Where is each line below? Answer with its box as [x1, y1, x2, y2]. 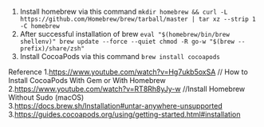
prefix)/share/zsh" [19, 45, 85, 53]
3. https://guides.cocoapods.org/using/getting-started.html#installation [8, 109, 241, 119]
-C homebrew [19, 22, 60, 30]
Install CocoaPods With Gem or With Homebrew [8, 76, 166, 85]
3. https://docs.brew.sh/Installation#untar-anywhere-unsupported [8, 101, 223, 110]
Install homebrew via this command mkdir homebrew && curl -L [19, 7, 228, 16]
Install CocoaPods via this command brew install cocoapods [19, 52, 221, 61]
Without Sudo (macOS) [8, 93, 85, 102]
